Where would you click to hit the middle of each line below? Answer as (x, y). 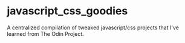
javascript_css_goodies (67, 11)
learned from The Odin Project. (45, 33)
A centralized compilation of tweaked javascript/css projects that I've (93, 27)
